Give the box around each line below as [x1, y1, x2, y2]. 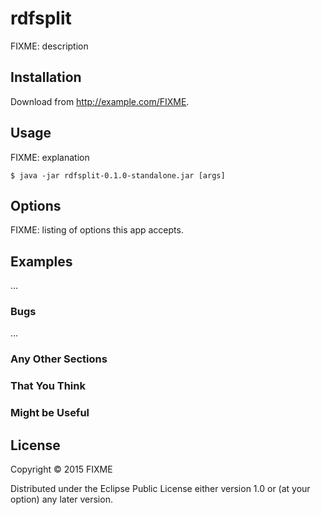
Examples [10, 253, 73, 270]
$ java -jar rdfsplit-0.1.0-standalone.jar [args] [10, 170, 226, 181]
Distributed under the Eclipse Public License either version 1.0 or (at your [10, 483, 311, 495]
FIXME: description [10, 40, 89, 52]
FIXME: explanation [10, 151, 90, 163]
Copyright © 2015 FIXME [10, 463, 113, 476]
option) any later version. [10, 493, 113, 506]
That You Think [10, 379, 86, 393]
